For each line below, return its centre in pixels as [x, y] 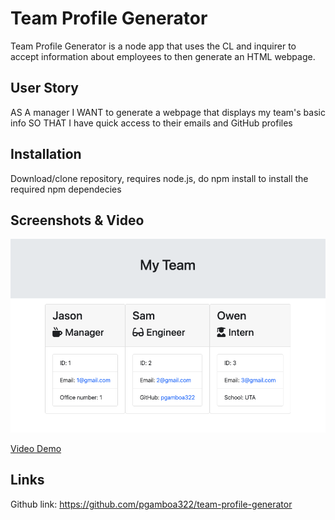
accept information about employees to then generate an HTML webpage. [163, 56]
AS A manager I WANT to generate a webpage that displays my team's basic [168, 112]
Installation [46, 154]
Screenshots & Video [77, 220]
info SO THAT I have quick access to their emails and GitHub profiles [151, 123]
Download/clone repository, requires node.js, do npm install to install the [159, 178]
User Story [44, 88]
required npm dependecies [66, 189]
